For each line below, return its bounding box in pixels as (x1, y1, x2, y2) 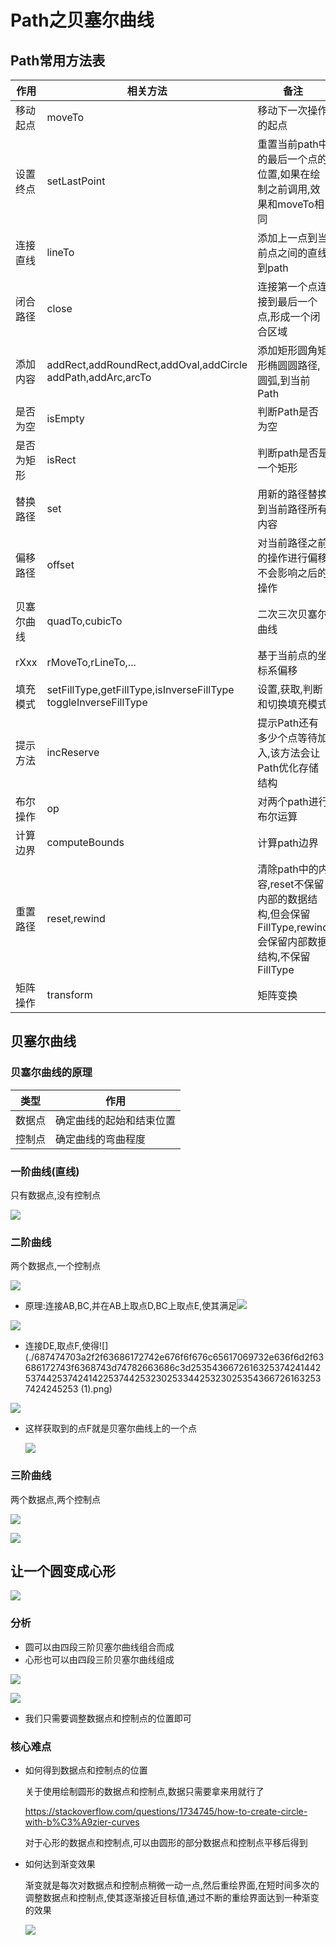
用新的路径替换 (257, 487, 328, 501)
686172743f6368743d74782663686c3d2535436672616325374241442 (24, 1362, 322, 1374)
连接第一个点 (257, 280, 318, 293)
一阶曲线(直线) (10, 1164, 80, 1178)
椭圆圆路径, (267, 359, 321, 372)
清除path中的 (257, 862, 319, 876)
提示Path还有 (257, 716, 320, 730)
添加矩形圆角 (257, 344, 318, 357)
